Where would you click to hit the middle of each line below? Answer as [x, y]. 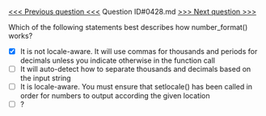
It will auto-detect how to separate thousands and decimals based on [135, 69]
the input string [45, 78]
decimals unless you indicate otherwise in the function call [118, 60]
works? [21, 36]
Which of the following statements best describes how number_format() [128, 27]
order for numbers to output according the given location [115, 96]
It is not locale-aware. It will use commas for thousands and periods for [139, 51]
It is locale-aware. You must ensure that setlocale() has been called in [136, 87]
